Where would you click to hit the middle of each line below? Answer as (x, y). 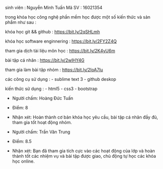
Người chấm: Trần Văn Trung (41, 132)
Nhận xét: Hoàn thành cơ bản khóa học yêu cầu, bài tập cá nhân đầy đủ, (85, 117)
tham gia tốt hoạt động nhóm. (42, 122)
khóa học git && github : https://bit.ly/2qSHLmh (53, 32)
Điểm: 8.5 (22, 141)
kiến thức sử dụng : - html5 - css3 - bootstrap (51, 89)
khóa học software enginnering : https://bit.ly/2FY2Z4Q (61, 41)
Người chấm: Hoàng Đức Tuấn (43, 98)
